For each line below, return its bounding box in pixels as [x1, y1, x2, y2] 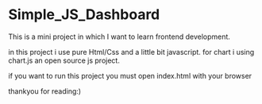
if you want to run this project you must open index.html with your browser [8, 71, 252, 80]
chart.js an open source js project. [8, 56, 121, 65]
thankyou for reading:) [8, 86, 82, 96]
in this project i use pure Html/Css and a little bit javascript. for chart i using [8, 47, 255, 56]
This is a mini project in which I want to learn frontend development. [8, 32, 230, 41]
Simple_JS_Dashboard [8, 6, 160, 24]
